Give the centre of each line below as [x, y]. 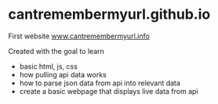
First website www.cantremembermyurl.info [79, 36]
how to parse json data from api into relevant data [100, 83]
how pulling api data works [63, 74]
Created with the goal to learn [56, 51]
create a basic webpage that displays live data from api [109, 91]
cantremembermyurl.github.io [109, 14]
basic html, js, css [49, 66]
